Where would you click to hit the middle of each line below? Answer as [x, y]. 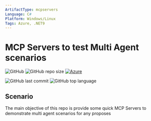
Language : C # [18, 14]
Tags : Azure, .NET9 [25, 23]
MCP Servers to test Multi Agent [72, 48]
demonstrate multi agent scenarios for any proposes [58, 113]
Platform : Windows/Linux [30, 19]
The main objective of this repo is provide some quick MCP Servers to [76, 108]
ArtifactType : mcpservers [31, 10]
